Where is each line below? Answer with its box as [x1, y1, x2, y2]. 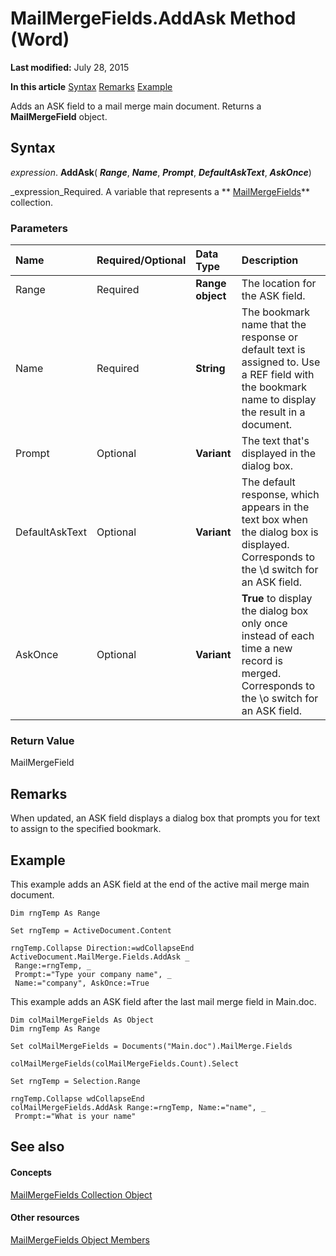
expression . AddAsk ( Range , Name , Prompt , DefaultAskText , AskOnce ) [10, 166, 312, 178]
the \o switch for [241, 692, 319, 706]
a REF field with [241, 368, 315, 382]
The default [241, 475, 296, 489]
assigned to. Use [241, 355, 321, 369]
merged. [241, 667, 282, 681]
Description [241, 253, 299, 267]
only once [241, 617, 288, 631]
